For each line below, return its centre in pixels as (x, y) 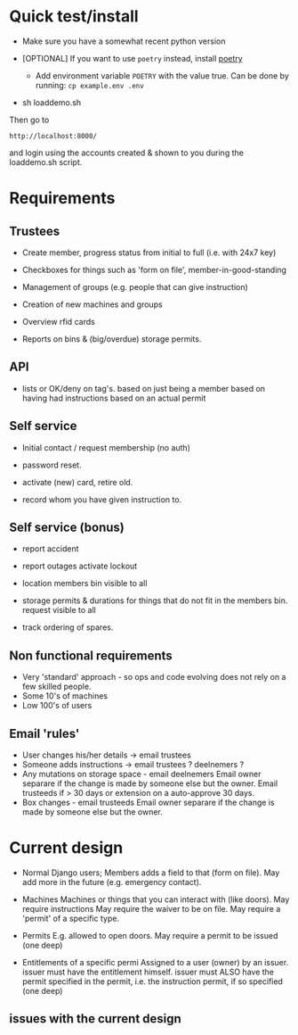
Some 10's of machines (65, 696)
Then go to (29, 120)
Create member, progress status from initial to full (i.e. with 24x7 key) (149, 253)
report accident (50, 549)
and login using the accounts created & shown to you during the (127, 153)
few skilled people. (56, 687)
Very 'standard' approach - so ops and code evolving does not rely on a (154, 677)
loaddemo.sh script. (46, 161)
